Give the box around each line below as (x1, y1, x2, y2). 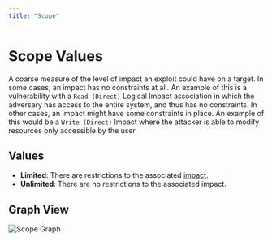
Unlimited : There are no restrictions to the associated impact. (19, 179, 227, 189)
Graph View (8, 202, 69, 216)
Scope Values (8, 46, 103, 65)
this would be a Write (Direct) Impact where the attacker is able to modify (8, 117, 260, 127)
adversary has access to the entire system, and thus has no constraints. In (8, 99, 257, 110)
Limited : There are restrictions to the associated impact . (19, 171, 209, 180)
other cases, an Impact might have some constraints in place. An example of (8, 108, 265, 118)
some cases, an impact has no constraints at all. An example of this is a (8, 82, 248, 92)
